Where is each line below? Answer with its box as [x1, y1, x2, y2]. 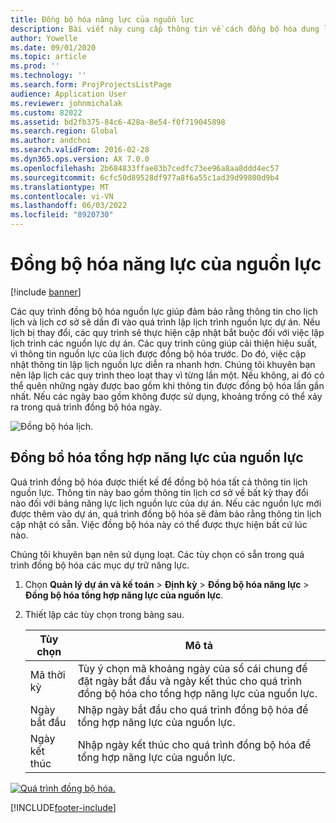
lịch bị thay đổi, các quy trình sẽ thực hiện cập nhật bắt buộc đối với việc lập [10, 326, 325, 338]
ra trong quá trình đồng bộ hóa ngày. [10, 401, 162, 413]
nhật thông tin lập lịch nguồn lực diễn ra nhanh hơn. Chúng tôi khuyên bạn [10, 358, 316, 370]
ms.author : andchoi [10, 136, 92, 146]
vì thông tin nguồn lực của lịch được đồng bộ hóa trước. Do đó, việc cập [10, 347, 307, 360]
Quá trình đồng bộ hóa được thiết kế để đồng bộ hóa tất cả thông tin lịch [10, 476, 308, 488]
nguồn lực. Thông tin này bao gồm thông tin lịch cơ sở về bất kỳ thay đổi [10, 486, 309, 498]
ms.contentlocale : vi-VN [10, 191, 114, 201]
